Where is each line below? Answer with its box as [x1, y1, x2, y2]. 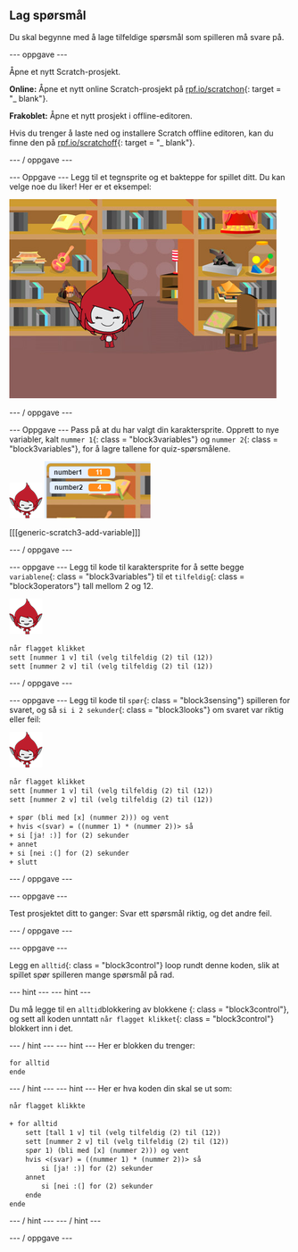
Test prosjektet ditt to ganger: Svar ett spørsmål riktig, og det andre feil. [9, 908, 272, 918]
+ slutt [9, 858, 38, 866]
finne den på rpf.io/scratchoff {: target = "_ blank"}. [9, 137, 195, 147]
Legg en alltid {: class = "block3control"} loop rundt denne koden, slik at [9, 959, 279, 970]
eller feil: [9, 714, 42, 725]
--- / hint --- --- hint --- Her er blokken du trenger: [9, 1040, 195, 1050]
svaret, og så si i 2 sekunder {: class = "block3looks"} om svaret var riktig [9, 704, 284, 715]
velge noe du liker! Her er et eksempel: [9, 181, 152, 192]
